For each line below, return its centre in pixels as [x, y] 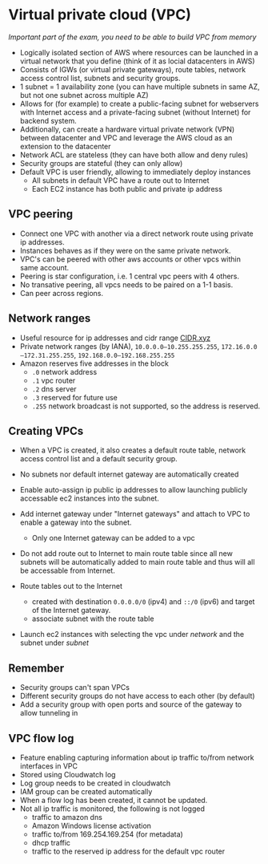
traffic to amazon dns [67, 817]
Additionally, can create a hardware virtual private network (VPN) [127, 129]
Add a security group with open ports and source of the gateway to [131, 704]
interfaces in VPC [49, 766]
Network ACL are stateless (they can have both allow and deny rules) [134, 155]
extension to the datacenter [65, 146]
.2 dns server [54, 389]
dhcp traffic [51, 843]
